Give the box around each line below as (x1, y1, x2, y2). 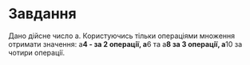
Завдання (8, 5, 77, 23)
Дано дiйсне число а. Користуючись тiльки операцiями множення (8, 31, 236, 40)
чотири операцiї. (8, 48, 65, 57)
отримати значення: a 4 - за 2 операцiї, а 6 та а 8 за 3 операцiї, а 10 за (8, 39, 243, 48)
